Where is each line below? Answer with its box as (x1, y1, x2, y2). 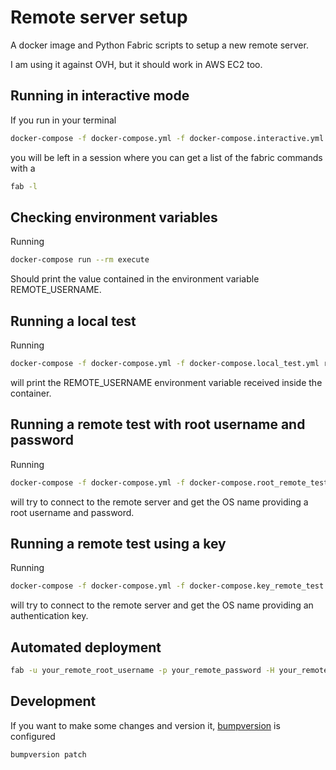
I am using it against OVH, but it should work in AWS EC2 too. (10, 58, 263, 70)
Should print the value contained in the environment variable (10, 273, 260, 285)
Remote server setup (10, 6, 188, 29)
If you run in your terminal (10, 114, 117, 126)
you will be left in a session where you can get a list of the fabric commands (10, 151, 323, 163)
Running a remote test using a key (10, 535, 227, 552)
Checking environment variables (10, 209, 218, 226)
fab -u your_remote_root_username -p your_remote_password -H (10, 666, 275, 676)
